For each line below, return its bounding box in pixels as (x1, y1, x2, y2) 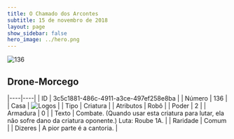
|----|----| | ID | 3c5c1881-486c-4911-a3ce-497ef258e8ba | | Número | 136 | (7, 94, 228, 102)
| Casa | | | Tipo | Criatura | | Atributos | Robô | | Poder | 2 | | (7, 101, 207, 110)
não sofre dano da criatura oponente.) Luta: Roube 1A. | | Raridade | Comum (7, 116, 227, 124)
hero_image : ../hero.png (7, 36, 80, 43)
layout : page (7, 23, 46, 30)
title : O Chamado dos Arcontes (7, 10, 99, 17)
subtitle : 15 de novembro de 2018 (7, 17, 109, 24)
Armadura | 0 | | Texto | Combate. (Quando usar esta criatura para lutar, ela (7, 109, 224, 117)
